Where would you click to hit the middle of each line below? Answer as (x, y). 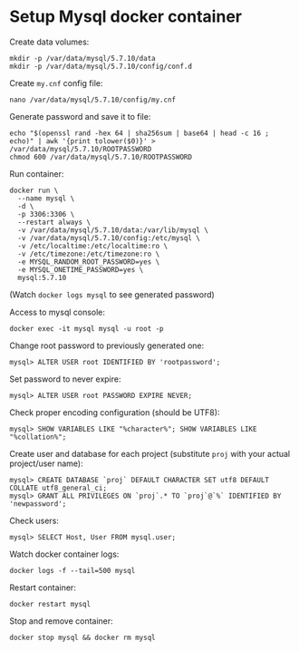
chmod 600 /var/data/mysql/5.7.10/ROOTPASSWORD (101, 157)
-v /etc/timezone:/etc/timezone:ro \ (89, 254)
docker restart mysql (50, 604)
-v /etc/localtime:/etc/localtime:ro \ (93, 246)
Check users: (34, 520)
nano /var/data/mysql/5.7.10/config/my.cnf (93, 100)
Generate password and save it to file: (80, 116)
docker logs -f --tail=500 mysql (72, 570)
